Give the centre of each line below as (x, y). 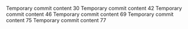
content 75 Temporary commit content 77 (56, 20)
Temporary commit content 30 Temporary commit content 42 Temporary (94, 8)
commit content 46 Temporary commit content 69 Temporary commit (90, 14)
